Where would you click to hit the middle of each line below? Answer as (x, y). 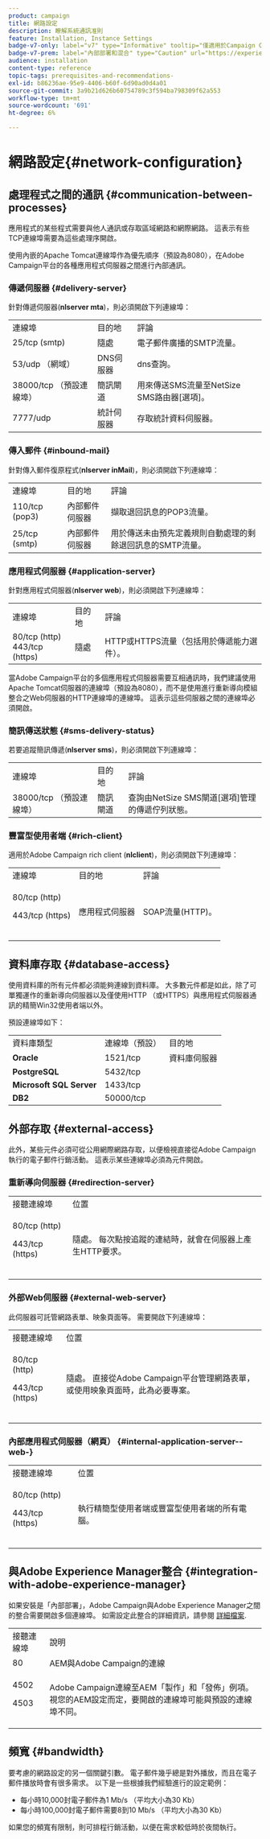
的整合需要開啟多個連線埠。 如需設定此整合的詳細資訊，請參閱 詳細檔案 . (127, 1615)
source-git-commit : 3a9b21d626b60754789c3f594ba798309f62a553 (115, 91)
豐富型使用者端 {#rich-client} (65, 836)
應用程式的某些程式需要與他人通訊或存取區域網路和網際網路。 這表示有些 (129, 228)
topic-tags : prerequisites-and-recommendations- (91, 76)
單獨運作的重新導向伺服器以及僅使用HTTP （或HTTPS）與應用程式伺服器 (129, 996)
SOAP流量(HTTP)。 (180, 912)
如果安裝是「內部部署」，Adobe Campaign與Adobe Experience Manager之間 (135, 1605)
